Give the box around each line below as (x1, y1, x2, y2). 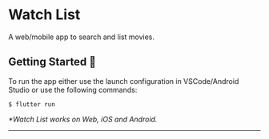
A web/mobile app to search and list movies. (8, 32, 155, 42)
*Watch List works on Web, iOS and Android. (8, 114, 158, 124)
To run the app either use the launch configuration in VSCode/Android (8, 76, 239, 85)
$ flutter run (8, 100, 56, 109)
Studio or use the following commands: (8, 85, 138, 94)
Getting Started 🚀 (8, 55, 97, 69)
